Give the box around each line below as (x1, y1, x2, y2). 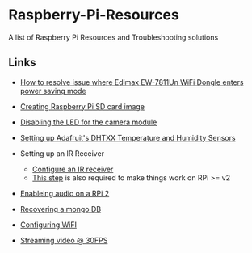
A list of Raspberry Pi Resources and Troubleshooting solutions (8, 32, 219, 42)
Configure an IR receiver (31, 164, 114, 174)
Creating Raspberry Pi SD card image (19, 101, 145, 111)
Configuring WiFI (19, 220, 77, 230)
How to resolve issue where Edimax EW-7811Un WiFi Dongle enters (19, 77, 244, 86)
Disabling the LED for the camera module (19, 117, 157, 127)
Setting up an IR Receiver (19, 148, 105, 158)
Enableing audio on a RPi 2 (19, 188, 110, 198)
